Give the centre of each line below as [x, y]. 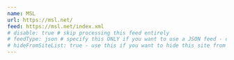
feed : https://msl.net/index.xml [56, 26]
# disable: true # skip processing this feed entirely [88, 33]
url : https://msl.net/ [40, 20]
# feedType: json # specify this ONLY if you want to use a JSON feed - [115, 39]
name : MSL [22, 13]
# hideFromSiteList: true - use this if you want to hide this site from [117, 46]
